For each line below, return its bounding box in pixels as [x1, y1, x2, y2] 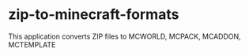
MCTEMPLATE [8, 39, 56, 49]
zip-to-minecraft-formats [8, 6, 179, 24]
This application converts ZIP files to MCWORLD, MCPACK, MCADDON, [8, 32, 241, 41]
